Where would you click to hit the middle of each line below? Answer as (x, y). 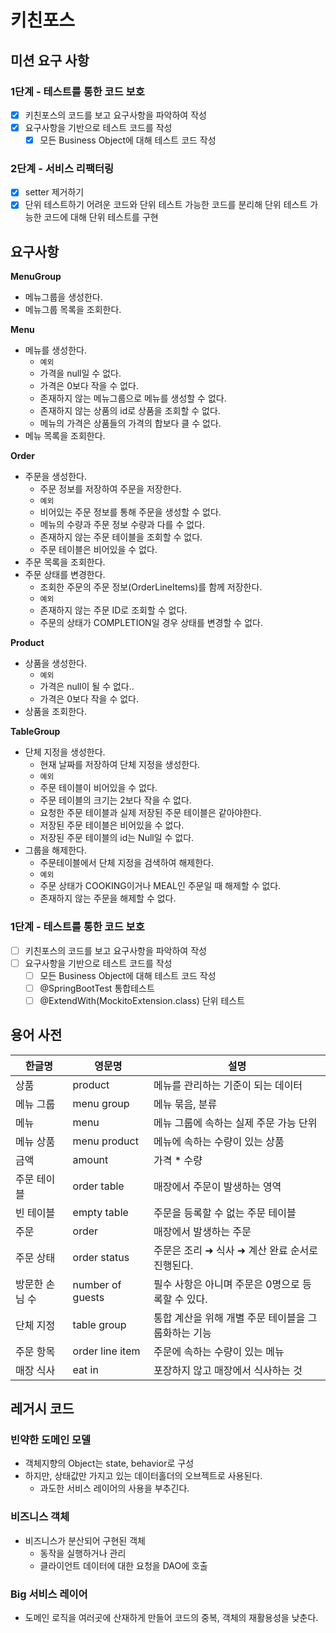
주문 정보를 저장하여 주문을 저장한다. (110, 489)
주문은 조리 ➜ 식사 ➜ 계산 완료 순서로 (236, 1250)
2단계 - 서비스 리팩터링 (62, 168)
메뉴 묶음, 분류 (185, 1104)
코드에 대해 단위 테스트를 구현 (101, 217)
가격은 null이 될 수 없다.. (87, 687)
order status (101, 1257)
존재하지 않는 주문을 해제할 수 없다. (108, 898)
